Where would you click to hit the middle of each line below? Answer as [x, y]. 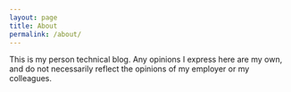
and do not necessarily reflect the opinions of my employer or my [129, 69]
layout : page [33, 17]
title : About [33, 26]
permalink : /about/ [46, 34]
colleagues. [30, 79]
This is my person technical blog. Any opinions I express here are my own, [146, 60]
